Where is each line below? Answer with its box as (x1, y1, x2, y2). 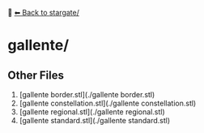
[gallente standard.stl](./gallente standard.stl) (19, 116, 171, 125)
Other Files (7, 68, 65, 82)
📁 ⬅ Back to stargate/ (7, 8, 80, 17)
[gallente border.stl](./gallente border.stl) (19, 90, 155, 99)
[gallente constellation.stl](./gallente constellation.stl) (19, 98, 197, 108)
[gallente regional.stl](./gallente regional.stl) (19, 107, 165, 117)
